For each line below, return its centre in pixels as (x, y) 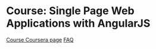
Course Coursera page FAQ (40, 40)
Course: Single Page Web (71, 11)
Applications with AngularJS (78, 23)
